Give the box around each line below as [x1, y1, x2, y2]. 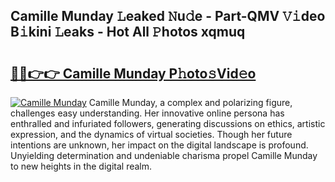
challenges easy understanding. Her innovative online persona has [10, 107, 285, 119]
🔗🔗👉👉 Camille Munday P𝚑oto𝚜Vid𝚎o [10, 65, 257, 82]
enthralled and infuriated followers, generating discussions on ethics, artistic [10, 118, 326, 129]
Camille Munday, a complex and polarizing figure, [88, 97, 293, 108]
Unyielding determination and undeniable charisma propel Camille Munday [10, 150, 318, 161]
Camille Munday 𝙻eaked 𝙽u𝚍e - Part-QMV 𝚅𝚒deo [10, 8, 326, 25]
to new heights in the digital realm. [10, 160, 153, 172]
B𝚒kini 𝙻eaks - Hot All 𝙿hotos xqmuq [10, 24, 246, 41]
